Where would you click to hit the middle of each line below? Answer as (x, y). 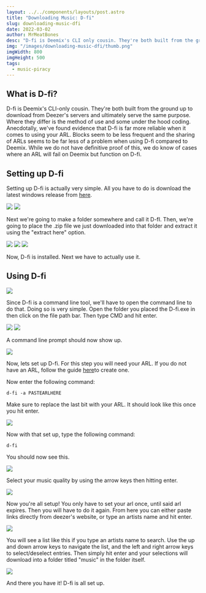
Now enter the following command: (51, 381)
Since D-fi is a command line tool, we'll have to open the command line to (99, 302)
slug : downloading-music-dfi (44, 23)
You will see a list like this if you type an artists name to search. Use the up (101, 540)
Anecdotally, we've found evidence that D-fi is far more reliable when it (96, 128)
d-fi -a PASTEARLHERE (34, 393)
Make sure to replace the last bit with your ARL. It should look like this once (101, 404)
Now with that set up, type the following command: (71, 434)
